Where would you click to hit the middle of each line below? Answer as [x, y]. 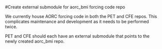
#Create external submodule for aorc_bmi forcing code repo [65, 7]
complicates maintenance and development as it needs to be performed [77, 22]
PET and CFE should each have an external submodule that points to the [77, 36]
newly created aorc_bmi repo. [35, 41]
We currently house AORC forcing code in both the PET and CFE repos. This [81, 16]
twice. [11, 27]
